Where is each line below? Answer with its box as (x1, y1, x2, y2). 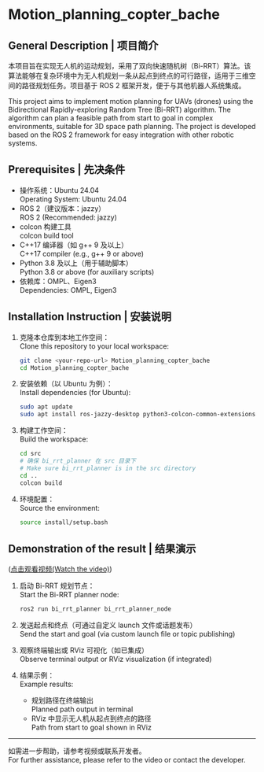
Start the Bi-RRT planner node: (19, 590, 119, 600)
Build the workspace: (19, 434, 89, 444)
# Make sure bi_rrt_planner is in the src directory (19, 464, 196, 472)
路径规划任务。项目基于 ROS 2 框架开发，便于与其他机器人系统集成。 (21, 81, 246, 90)
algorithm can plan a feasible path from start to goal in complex (8, 113, 214, 123)
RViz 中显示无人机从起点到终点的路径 (31, 714, 152, 723)
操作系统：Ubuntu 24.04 (19, 185, 100, 194)
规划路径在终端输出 (31, 696, 94, 705)
